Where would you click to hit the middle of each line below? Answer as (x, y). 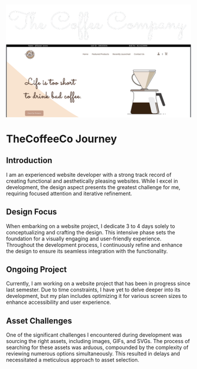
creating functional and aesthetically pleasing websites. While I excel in (92, 181)
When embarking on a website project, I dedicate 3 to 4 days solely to (91, 226)
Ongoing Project (37, 269)
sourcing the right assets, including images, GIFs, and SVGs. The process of (98, 341)
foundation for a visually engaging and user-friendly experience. (84, 239)
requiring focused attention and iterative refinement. (69, 193)
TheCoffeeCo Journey (62, 139)
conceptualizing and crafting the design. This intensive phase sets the (91, 232)
